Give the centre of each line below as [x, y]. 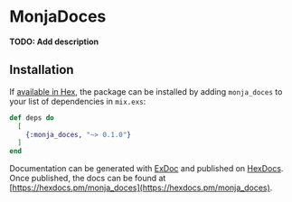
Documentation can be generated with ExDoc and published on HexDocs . [146, 169]
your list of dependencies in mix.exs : [78, 101]
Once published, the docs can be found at [88, 179]
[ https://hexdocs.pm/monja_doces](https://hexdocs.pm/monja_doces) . [141, 188]
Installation [42, 70]
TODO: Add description [54, 41]
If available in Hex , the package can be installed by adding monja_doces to [146, 91]
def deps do [32, 118]
